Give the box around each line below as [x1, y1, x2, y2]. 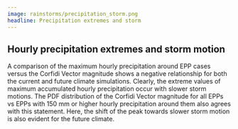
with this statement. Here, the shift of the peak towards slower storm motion [7, 107, 230, 116]
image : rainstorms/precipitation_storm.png [7, 10, 139, 18]
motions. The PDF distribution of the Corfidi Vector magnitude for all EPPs [7, 92, 224, 101]
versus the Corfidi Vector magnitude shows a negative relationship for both [7, 69, 227, 78]
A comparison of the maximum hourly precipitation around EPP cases [7, 62, 211, 71]
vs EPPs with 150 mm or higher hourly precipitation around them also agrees [7, 100, 231, 108]
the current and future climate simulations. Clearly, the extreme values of [7, 77, 222, 86]
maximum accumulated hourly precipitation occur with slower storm [7, 84, 207, 93]
